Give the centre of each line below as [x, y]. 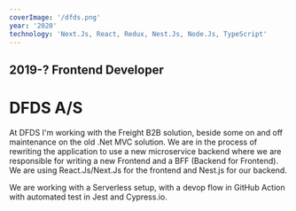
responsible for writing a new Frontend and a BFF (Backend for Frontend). [144, 160]
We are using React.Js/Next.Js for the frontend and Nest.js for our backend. [148, 170]
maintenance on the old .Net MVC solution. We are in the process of [133, 142]
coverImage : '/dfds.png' [55, 17]
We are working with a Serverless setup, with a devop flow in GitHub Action [147, 187]
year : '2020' [33, 26]
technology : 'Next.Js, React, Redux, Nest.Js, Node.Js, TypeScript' [138, 34]
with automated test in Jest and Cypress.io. [89, 197]
